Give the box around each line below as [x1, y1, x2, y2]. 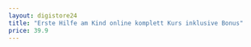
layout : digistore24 [8, 11, 78, 20]
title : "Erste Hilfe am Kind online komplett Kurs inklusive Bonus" [8, 19, 244, 27]
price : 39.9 [8, 26, 48, 34]
